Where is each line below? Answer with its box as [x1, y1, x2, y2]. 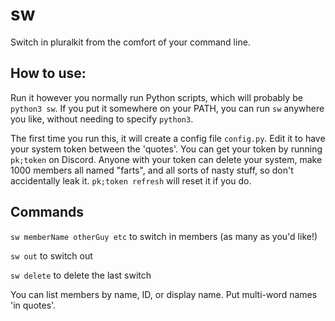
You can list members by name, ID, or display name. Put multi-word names [10, 288, 318, 300]
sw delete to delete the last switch [10, 269, 152, 281]
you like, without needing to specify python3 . [10, 113, 194, 125]
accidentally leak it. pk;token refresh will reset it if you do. [10, 174, 252, 187]
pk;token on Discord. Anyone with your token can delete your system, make [10, 153, 323, 165]
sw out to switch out [10, 249, 93, 262]
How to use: [10, 65, 87, 82]
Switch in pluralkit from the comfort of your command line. [10, 36, 251, 48]
